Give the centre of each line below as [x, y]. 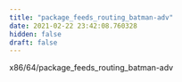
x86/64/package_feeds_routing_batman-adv [91, 68]
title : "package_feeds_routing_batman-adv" [91, 17]
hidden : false [36, 34]
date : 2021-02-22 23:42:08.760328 [74, 26]
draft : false [33, 42]
